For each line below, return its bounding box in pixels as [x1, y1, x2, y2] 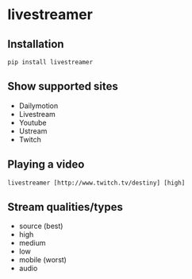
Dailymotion [18, 101, 59, 110]
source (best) [18, 221, 63, 231]
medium [18, 238, 46, 248]
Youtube [18, 118, 47, 127]
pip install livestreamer [7, 58, 93, 66]
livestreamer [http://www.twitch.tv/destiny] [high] [7, 179, 186, 187]
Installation [7, 37, 64, 51]
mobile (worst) [18, 255, 67, 265]
